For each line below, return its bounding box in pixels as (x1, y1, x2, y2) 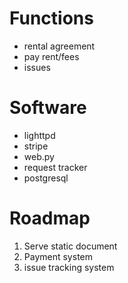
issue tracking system (23, 261, 115, 273)
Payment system (23, 250, 93, 262)
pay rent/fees (23, 50, 80, 62)
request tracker (23, 161, 88, 173)
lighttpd (23, 129, 56, 141)
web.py (23, 150, 55, 162)
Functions (9, 7, 94, 30)
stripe (23, 140, 49, 152)
